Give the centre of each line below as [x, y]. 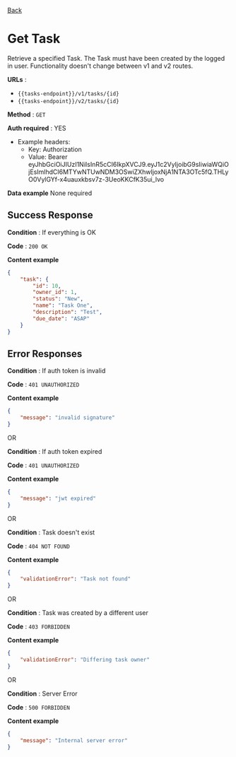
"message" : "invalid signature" [67, 418]
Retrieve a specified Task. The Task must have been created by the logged [116, 58]
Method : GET [26, 114]
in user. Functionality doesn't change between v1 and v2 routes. [100, 66]
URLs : [17, 79]
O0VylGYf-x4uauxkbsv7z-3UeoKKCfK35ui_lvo [96, 179]
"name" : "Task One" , [63, 306]
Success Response [50, 215]
